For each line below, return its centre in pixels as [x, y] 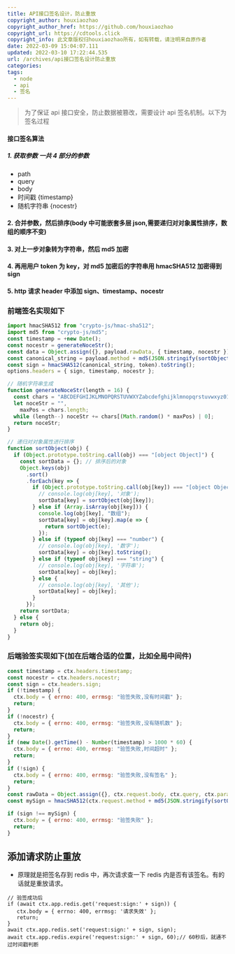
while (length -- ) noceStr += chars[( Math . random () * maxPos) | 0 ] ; [114, 417]
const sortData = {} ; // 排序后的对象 [73, 461]
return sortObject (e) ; [78, 526]
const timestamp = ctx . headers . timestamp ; [70, 671]
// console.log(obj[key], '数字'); [89, 546]
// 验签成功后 [25, 898]
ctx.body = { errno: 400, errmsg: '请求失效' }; [87, 912]
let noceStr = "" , [41, 403]
